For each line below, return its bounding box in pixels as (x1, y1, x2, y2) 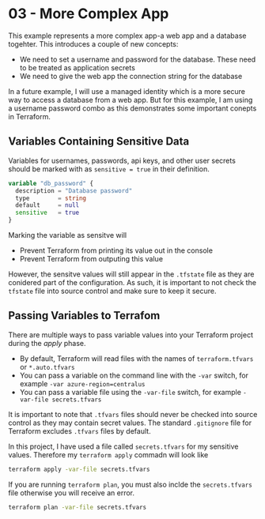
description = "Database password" (15, 186, 133, 194)
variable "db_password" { (8, 179, 93, 187)
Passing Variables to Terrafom (8, 309, 161, 322)
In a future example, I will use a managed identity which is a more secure (8, 86, 245, 96)
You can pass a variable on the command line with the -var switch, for (19, 370, 249, 380)
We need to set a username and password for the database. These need (19, 55, 256, 64)
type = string (15, 194, 87, 202)
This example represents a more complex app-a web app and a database (8, 31, 247, 40)
